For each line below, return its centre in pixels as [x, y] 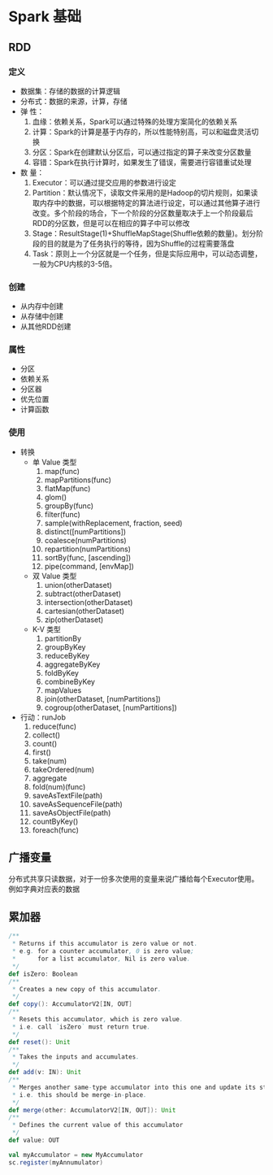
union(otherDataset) [78, 585]
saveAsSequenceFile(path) [78, 804]
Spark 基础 [45, 17]
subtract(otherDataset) [83, 594]
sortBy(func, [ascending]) [88, 557]
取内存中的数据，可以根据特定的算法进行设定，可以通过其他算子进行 [146, 202]
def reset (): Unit [39, 1042]
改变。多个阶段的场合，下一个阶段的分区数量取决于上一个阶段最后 [143, 213]
